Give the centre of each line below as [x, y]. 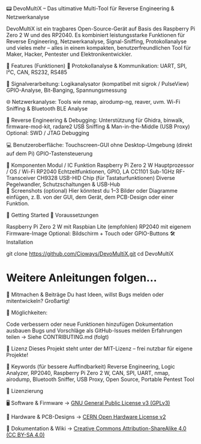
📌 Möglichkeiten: [27, 312]
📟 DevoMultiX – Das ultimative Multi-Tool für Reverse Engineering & [90, 8]
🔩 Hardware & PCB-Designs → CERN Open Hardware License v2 [86, 416]
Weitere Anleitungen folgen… [82, 278]
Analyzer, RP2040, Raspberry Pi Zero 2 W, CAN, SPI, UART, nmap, [88, 373]
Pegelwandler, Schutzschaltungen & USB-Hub [63, 184]
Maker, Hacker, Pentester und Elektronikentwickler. [69, 54]
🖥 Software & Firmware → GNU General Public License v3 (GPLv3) [88, 403]
